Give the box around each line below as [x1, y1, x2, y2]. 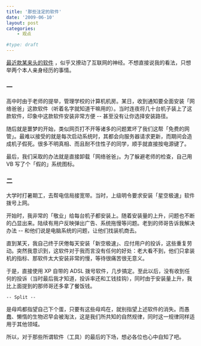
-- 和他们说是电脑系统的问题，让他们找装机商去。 [17, 227, 140, 234]
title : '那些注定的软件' [6, 8, 62, 15]
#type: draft [6, 42, 39, 48]
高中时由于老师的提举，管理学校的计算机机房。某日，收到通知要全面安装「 [6, 98, 190, 105]
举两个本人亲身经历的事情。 [6, 66, 75, 74]
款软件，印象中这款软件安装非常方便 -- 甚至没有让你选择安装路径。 [6, 113, 172, 120]
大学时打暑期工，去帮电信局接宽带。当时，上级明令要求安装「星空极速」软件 [6, 192, 195, 199]
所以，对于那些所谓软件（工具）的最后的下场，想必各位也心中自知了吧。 [6, 333, 184, 340]
